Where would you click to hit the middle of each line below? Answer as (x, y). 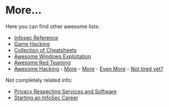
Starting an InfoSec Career (46, 98)
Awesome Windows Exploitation (52, 56)
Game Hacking (32, 44)
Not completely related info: (39, 80)
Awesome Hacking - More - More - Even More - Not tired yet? (89, 68)
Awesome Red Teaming (42, 63)
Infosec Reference (36, 37)
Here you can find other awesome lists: (53, 26)
